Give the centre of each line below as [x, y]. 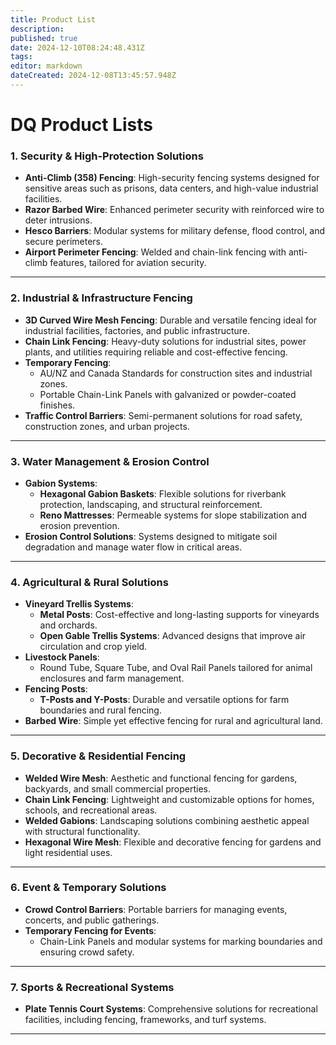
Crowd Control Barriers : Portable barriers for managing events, [156, 909]
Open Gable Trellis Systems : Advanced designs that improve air [173, 636]
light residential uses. [68, 852]
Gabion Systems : [61, 483]
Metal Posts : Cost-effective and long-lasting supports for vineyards [179, 615]
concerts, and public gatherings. [92, 920]
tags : [21, 57]
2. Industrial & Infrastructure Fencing [101, 298]
